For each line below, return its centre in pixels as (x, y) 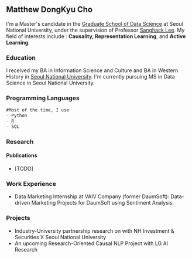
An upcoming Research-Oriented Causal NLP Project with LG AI (91, 243)
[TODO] (24, 169)
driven (22, 203)
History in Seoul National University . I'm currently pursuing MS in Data (91, 77)
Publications (22, 155)
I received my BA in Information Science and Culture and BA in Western (92, 70)
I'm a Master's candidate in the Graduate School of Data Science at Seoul (95, 23)
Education (21, 57)
